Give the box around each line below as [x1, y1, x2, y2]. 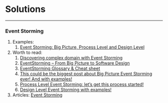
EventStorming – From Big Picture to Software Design [19, 60, 130, 66]
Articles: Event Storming [12, 92, 62, 98]
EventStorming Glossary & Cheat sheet [19, 65, 100, 71]
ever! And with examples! [19, 76, 72, 82]
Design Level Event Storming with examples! [19, 86, 111, 93]
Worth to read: [12, 49, 42, 55]
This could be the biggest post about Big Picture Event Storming [19, 71, 152, 77]
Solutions [5, 3, 46, 15]
